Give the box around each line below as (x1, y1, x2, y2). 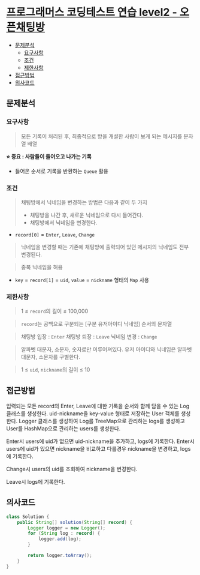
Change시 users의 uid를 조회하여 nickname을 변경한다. (6, 466, 138, 473)
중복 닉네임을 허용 (20, 263, 63, 271)
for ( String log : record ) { (28, 531, 101, 537)
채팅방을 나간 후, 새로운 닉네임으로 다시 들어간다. (29, 211, 144, 218)
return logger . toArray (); (28, 553, 93, 559)
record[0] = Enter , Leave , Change (14, 230, 95, 238)
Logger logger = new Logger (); (28, 525, 106, 531)
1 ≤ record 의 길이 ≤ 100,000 (20, 307, 89, 315)
